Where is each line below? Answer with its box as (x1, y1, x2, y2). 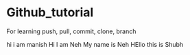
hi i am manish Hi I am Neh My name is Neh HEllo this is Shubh (6, 40, 184, 48)
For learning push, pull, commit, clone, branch (6, 27, 136, 35)
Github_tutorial (6, 5, 94, 20)
